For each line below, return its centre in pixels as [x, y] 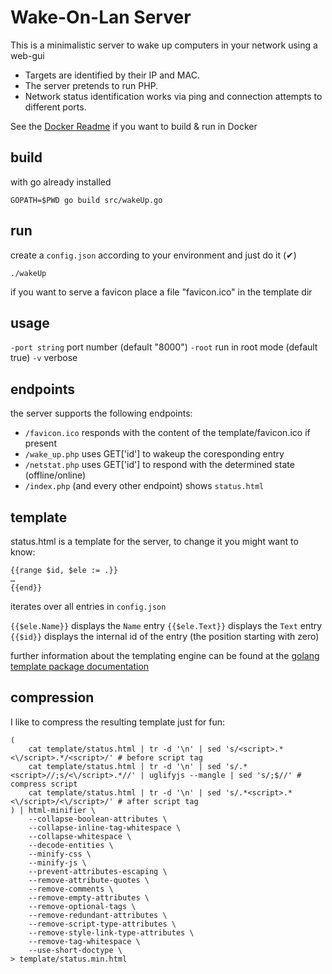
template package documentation [80, 666]
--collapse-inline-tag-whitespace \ [105, 827]
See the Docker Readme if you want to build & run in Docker [134, 126]
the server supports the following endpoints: [101, 413]
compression [52, 697]
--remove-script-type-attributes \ [102, 924]
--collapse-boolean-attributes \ [98, 819]
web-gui [27, 55]
